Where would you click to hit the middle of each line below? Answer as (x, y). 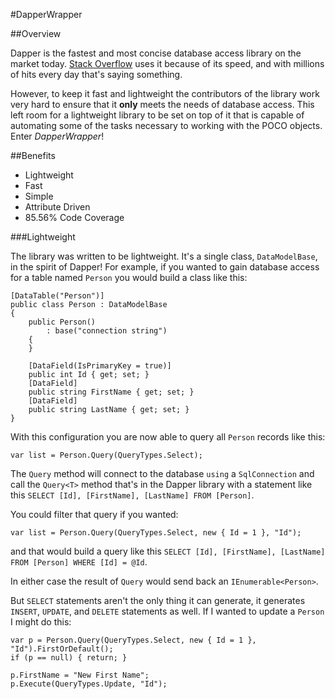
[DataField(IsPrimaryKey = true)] (100, 366)
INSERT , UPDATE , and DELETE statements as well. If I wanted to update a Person (167, 611)
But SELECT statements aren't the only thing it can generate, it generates (158, 600)
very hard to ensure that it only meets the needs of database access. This (162, 104)
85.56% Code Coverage (74, 217)
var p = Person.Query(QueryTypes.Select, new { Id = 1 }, (133, 640)
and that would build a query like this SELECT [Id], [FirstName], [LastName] (168, 551)
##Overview (36, 33)
